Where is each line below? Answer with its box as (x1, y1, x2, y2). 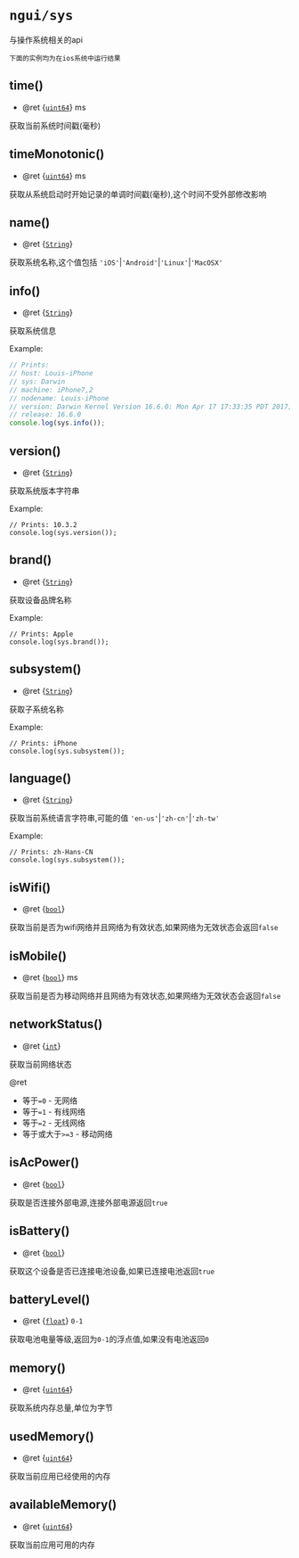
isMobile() (9, 948, 67, 963)
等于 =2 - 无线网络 (21, 1117, 86, 1128)
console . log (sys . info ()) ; (9, 418, 105, 428)
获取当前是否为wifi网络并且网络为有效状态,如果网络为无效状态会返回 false (9, 922, 279, 933)
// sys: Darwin (9, 377, 66, 386)
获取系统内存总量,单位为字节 (9, 1403, 114, 1414)
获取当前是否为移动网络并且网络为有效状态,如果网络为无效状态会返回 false (9, 991, 281, 1002)
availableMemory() (9, 1497, 117, 1513)
